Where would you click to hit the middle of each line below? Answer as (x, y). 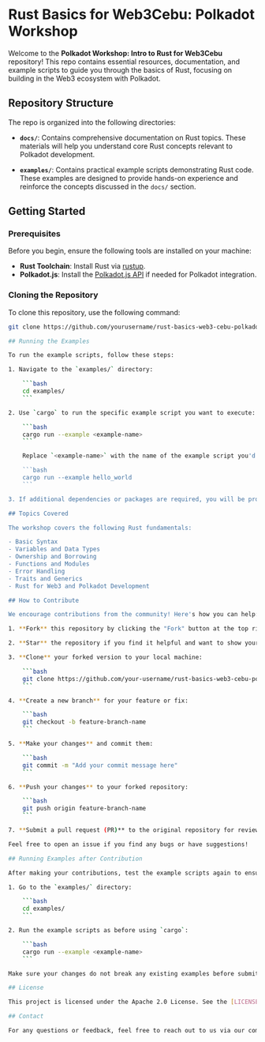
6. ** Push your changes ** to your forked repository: (99, 787)
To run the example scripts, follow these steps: (91, 355)
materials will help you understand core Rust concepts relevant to (126, 146)
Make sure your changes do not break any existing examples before (121, 973)
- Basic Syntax (33, 542)
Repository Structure (61, 103)
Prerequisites (34, 234)
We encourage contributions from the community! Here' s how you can (123, 615)
